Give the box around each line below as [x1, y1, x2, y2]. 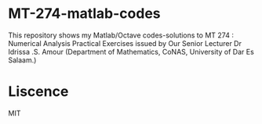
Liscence [8, 83, 69, 101]
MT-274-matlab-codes [8, 5, 161, 23]
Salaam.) [8, 55, 37, 65]
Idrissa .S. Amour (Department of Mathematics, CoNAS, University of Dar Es [8, 47, 255, 56]
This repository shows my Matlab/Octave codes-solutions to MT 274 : [8, 30, 234, 40]
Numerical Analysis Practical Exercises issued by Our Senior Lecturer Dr [8, 38, 242, 48]
